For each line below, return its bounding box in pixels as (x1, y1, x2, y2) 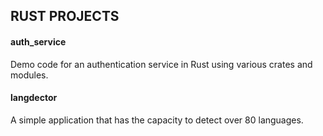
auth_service (10, 35, 67, 48)
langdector (10, 92, 58, 104)
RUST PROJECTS (10, 8, 120, 25)
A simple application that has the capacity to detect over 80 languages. (10, 114, 304, 126)
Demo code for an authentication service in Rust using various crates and (10, 58, 313, 70)
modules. (10, 69, 49, 81)
